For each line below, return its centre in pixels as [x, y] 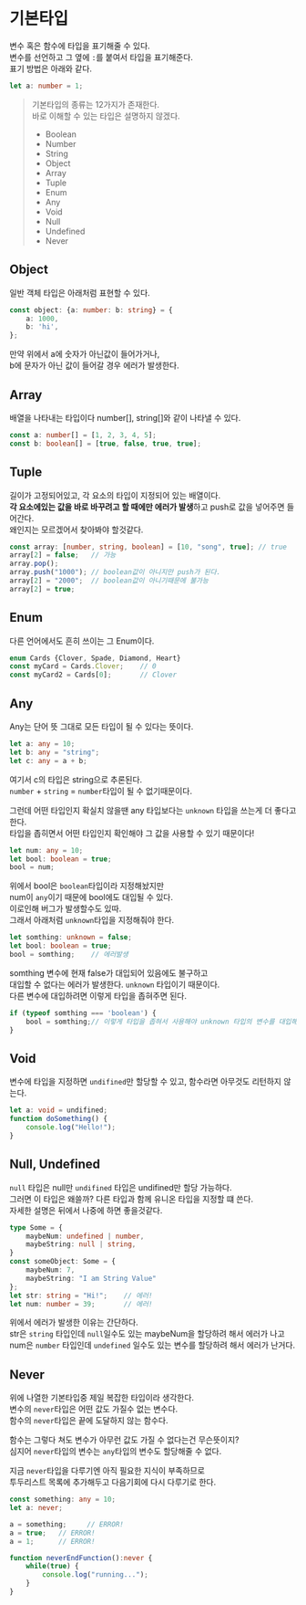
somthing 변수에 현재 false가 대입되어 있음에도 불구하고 [109, 972]
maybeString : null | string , [81, 1244]
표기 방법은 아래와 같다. [51, 68]
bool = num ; [32, 867]
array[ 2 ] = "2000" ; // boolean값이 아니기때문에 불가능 [109, 581]
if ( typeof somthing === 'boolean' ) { [83, 1013]
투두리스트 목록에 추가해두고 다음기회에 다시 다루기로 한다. [113, 1482]
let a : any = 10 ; [42, 744]
